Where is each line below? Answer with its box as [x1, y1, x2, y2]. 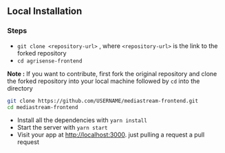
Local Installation [7, 5, 83, 17]
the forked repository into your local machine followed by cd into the [7, 77, 200, 85]
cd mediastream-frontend [7, 104, 78, 110]
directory [7, 84, 33, 92]
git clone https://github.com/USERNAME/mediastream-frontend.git [7, 97, 198, 104]
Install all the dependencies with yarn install [17, 116, 148, 124]
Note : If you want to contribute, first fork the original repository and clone [7, 69, 217, 78]
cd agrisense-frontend [17, 58, 83, 64]
